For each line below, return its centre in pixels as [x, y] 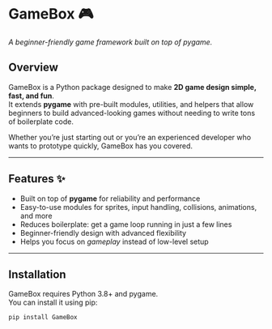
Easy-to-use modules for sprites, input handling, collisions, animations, [138, 207]
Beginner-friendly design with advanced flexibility [103, 233]
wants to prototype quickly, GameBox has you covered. [100, 146]
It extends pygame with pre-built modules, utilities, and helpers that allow [131, 104]
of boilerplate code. [41, 122]
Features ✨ [37, 179]
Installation [37, 274]
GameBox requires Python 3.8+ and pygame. [83, 294]
